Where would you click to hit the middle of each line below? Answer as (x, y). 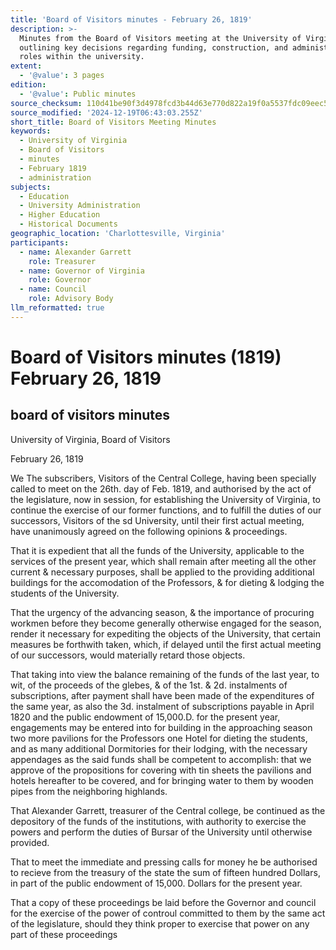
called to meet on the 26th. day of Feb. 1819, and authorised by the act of (161, 488)
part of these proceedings (64, 934)
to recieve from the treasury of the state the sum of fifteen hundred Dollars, (165, 872)
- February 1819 (53, 168)
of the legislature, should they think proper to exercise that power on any (160, 923)
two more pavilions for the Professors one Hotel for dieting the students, (159, 738)
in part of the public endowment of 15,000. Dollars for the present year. (156, 883)
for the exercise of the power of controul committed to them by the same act (168, 913)
